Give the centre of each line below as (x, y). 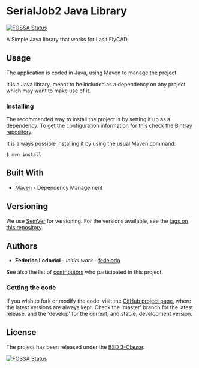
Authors (22, 246)
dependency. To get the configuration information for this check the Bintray (99, 126)
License (21, 332)
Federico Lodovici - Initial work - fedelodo (67, 261)
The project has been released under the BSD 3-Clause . (76, 347)
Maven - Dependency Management (59, 187)
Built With (25, 173)
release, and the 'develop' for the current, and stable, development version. (99, 313)
